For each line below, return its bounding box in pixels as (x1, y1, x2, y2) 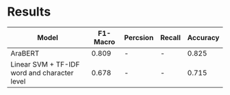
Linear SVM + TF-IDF (10, 59, 80, 69)
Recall (159, 33, 181, 42)
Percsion (124, 33, 154, 42)
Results (7, 4, 51, 20)
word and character (10, 68, 74, 77)
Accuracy (187, 33, 220, 42)
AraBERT (10, 48, 40, 58)
